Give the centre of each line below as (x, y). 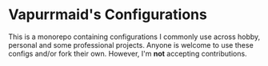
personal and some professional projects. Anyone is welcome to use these (131, 45)
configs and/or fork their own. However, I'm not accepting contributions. (128, 53)
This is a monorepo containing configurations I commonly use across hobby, (134, 37)
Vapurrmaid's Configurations (108, 15)
